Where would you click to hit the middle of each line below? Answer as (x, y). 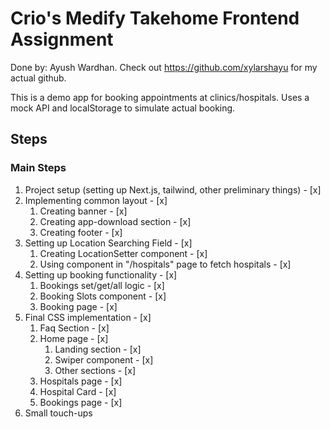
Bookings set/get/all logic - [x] (102, 285)
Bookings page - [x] (81, 402)
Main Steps (38, 168)
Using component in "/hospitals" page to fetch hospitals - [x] (165, 264)
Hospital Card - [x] (78, 391)
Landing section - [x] (98, 349)
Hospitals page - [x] (81, 381)
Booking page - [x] (78, 306)
